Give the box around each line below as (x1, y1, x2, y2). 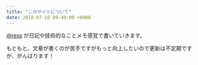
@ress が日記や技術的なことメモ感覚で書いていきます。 (6, 31, 146, 39)
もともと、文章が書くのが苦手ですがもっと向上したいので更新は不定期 (6, 45, 182, 52)
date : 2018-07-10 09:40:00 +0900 (6, 14, 91, 20)
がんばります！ (16, 52, 55, 59)
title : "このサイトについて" (6, 8, 72, 15)
